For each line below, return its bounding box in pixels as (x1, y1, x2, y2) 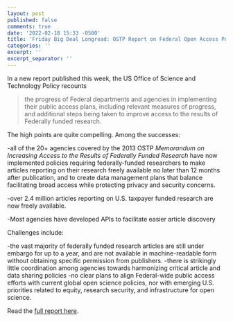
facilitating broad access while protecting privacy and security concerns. (7, 181, 216, 189)
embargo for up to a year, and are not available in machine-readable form (7, 249, 217, 257)
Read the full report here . (7, 306, 79, 315)
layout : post (7, 10, 45, 17)
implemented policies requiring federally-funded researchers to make (7, 159, 206, 167)
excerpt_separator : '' (7, 55, 73, 62)
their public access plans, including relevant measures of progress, (24, 102, 216, 111)
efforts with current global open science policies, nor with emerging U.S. (7, 278, 215, 287)
